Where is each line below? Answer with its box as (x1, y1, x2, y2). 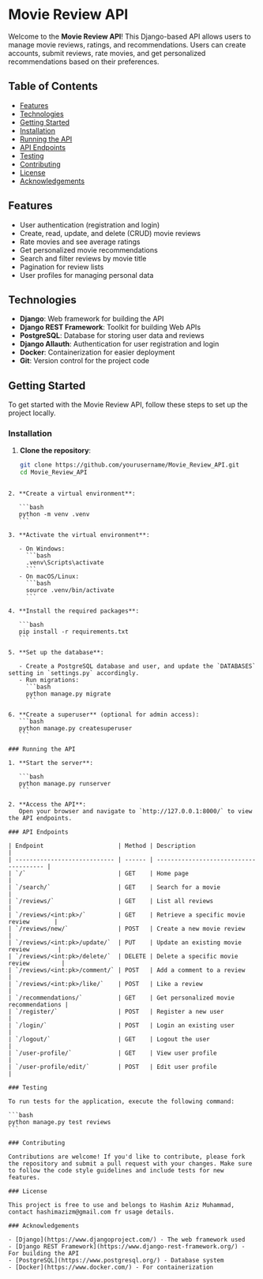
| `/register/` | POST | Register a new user (8, 1008, 224, 1016)
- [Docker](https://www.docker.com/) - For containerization (8, 1263, 214, 1272)
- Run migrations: (18, 677, 80, 685)
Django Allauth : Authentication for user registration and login (19, 339, 220, 349)
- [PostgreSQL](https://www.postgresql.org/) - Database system (8, 1257, 224, 1265)
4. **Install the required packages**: (8, 607, 140, 615)
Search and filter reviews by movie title (19, 253, 147, 263)
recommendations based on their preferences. (8, 57, 160, 66)
